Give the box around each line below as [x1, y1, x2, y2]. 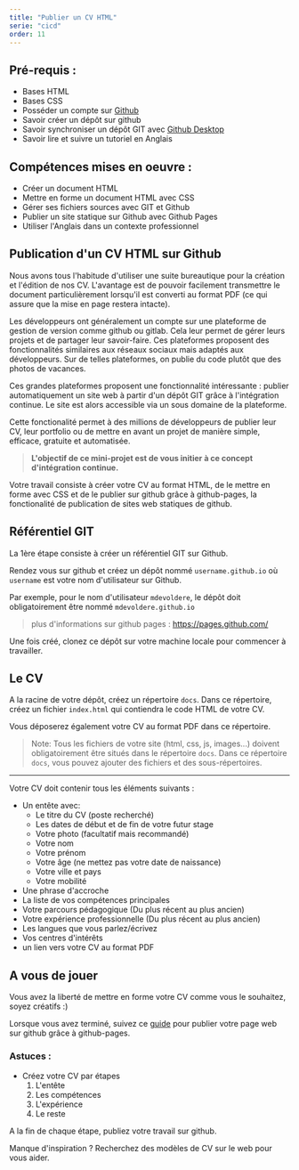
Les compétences [35, 1089, 101, 1100]
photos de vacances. [9, 362, 86, 374]
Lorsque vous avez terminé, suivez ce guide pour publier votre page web [9, 1019, 278, 1029]
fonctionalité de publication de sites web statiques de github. [9, 498, 233, 508]
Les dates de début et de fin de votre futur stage [35, 819, 214, 830]
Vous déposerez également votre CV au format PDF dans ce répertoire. [9, 721, 271, 732]
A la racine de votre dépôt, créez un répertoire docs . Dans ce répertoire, [9, 695, 272, 705]
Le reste [35, 1108, 66, 1118]
